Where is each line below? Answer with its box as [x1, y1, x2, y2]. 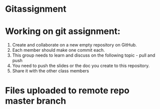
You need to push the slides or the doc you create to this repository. [12, 63, 150, 69]
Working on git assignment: [5, 26, 121, 37]
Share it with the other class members [12, 68, 89, 74]
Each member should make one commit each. [12, 47, 105, 53]
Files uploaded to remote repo [5, 85, 130, 96]
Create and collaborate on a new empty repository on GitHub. [12, 42, 137, 48]
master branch [5, 95, 66, 107]
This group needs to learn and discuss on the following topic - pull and [12, 52, 156, 58]
